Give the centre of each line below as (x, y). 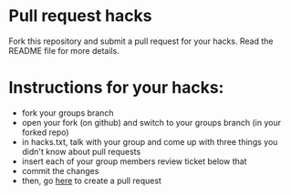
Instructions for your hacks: (116, 88)
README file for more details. (64, 50)
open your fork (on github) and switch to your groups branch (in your (151, 122)
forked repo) (45, 132)
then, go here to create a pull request (91, 180)
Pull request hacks (80, 16)
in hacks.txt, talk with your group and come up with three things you (150, 141)
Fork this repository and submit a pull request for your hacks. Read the (141, 41)
